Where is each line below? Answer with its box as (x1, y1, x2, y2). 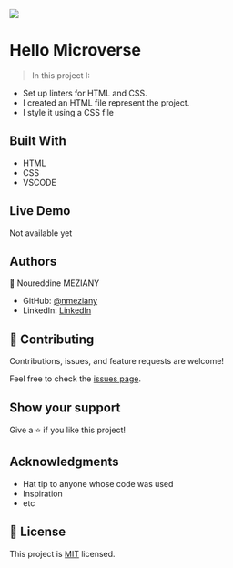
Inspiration (22, 488, 63, 499)
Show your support (9, 400, 121, 415)
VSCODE (22, 177, 56, 188)
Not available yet (9, 228, 73, 238)
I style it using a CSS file (22, 106, 114, 117)
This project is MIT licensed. (9, 548, 116, 559)
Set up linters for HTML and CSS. (22, 87, 147, 98)
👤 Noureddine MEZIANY (9, 278, 100, 289)
